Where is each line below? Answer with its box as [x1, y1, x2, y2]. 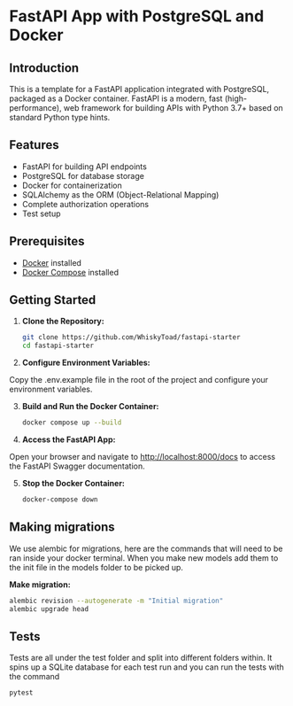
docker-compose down [21, 495, 98, 504]
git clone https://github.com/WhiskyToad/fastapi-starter [21, 333, 241, 342]
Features [9, 137, 59, 152]
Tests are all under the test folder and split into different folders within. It [9, 653, 273, 663]
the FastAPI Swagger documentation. [9, 461, 145, 471]
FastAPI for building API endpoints [21, 161, 148, 172]
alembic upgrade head [9, 604, 89, 613]
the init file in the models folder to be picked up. [9, 562, 184, 572]
